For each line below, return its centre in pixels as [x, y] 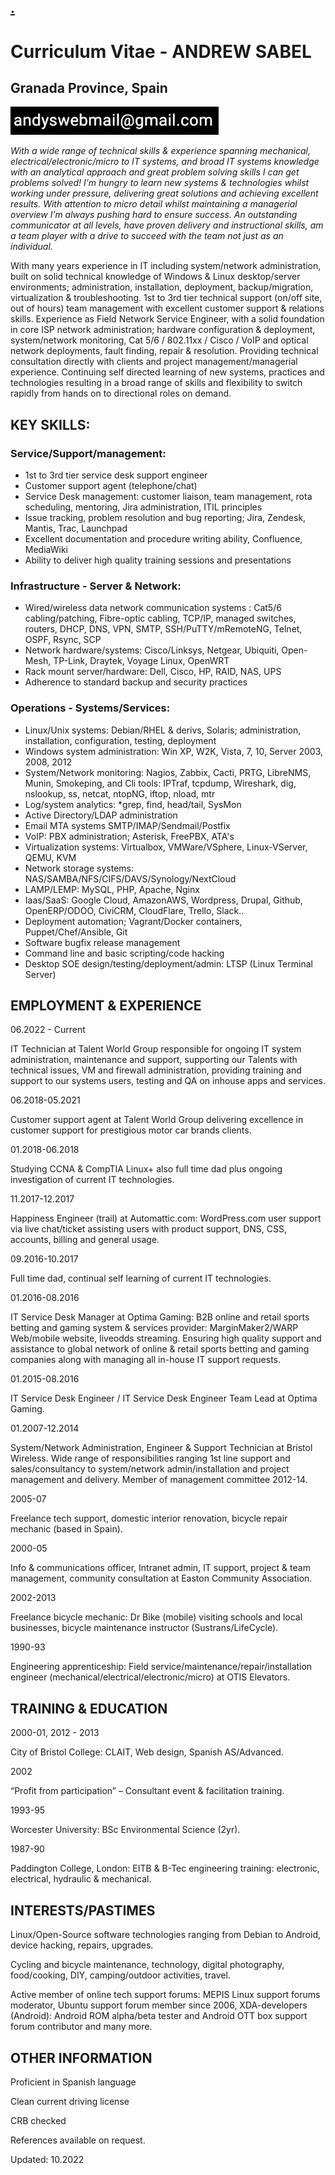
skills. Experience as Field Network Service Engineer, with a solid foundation [167, 319]
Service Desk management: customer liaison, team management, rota [168, 497]
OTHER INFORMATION [81, 2057]
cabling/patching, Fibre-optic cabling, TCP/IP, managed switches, [160, 618]
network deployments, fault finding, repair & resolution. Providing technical [164, 351]
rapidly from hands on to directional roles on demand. [121, 393]
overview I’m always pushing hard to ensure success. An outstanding [154, 215]
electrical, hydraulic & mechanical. [81, 1879]
